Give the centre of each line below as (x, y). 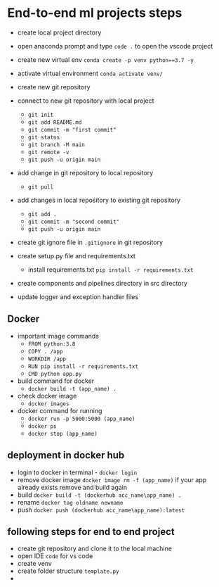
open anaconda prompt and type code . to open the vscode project (115, 46)
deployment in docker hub (66, 455)
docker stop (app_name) (63, 434)
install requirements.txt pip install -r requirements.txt (111, 270)
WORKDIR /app (47, 359)
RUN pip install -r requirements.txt (83, 366)
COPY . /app (45, 351)
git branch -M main (57, 145)
